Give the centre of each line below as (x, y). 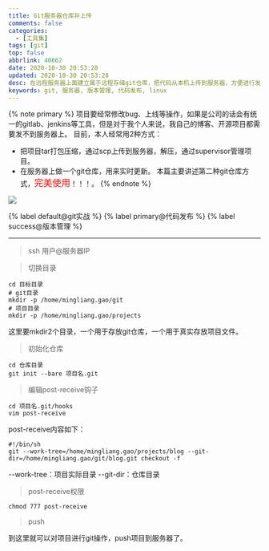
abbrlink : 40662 (35, 61)
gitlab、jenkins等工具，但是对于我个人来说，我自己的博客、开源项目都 (138, 124)
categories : (28, 30)
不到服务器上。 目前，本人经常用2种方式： (92, 134)
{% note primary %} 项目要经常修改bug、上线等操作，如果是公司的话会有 (129, 114)
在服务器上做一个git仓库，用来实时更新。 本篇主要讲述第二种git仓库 (131, 171)
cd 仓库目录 (26, 366)
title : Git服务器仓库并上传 (50, 16)
